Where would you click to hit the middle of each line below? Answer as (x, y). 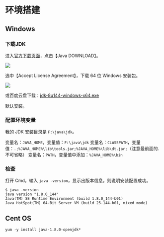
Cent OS (18, 218)
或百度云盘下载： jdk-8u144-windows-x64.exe (52, 95)
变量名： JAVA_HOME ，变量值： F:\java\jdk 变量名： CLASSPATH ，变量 (73, 143)
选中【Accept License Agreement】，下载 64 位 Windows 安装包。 (73, 76)
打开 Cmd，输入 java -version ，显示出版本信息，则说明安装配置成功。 (78, 181)
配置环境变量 (21, 120)
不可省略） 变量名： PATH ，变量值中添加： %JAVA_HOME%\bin (64, 155)
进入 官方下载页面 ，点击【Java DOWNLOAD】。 (53, 56)
